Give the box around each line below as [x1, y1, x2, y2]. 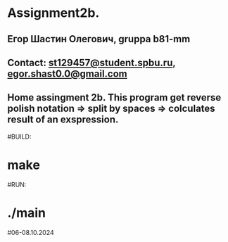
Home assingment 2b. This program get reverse [7, 91, 222, 103]
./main [7, 205, 46, 221]
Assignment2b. [7, 5, 100, 21]
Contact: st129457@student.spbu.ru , [7, 56, 176, 68]
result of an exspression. [7, 114, 119, 126]
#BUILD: [7, 132, 32, 141]
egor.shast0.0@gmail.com [7, 68, 128, 79]
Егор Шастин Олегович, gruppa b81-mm [7, 33, 191, 45]
